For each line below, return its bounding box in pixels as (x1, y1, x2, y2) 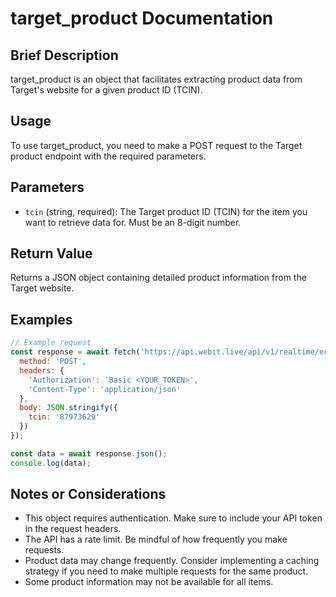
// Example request (10, 338, 92, 348)
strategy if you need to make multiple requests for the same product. (24, 565, 309, 577)
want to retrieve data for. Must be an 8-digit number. (24, 216, 242, 228)
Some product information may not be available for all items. (24, 576, 274, 588)
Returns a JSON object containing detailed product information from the (10, 272, 307, 284)
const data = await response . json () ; (10, 448, 168, 459)
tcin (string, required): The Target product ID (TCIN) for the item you (24, 205, 308, 217)
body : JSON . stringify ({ (19, 403, 118, 413)
